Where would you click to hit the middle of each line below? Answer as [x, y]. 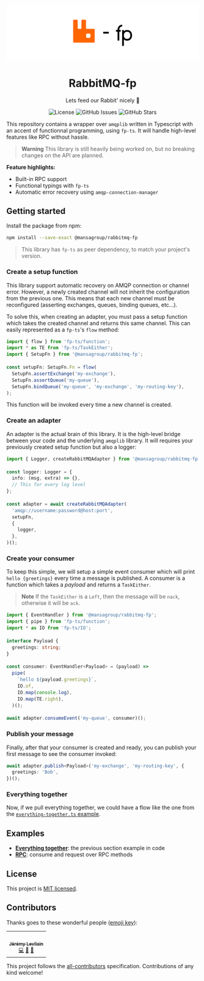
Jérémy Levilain [26, 944]
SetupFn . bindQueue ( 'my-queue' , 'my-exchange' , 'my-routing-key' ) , [98, 387]
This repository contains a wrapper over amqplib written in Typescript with [100, 124]
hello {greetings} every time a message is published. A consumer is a [96, 578]
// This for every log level [49, 485]
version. [31, 256]
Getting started [36, 211]
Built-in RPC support [41, 179]
